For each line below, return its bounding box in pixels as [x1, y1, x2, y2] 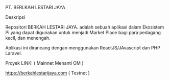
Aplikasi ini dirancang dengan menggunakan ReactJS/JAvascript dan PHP [5, 45, 161, 50]
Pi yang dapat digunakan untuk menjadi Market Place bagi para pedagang [5, 30, 161, 35]
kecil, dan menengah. [5, 35, 51, 41]
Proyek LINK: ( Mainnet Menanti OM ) [5, 60, 84, 66]
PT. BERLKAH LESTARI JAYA [5, 5, 65, 10]
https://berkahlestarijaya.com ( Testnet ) [5, 70, 90, 76]
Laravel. [5, 50, 22, 56]
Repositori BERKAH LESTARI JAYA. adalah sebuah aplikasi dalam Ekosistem [5, 24, 164, 30]
